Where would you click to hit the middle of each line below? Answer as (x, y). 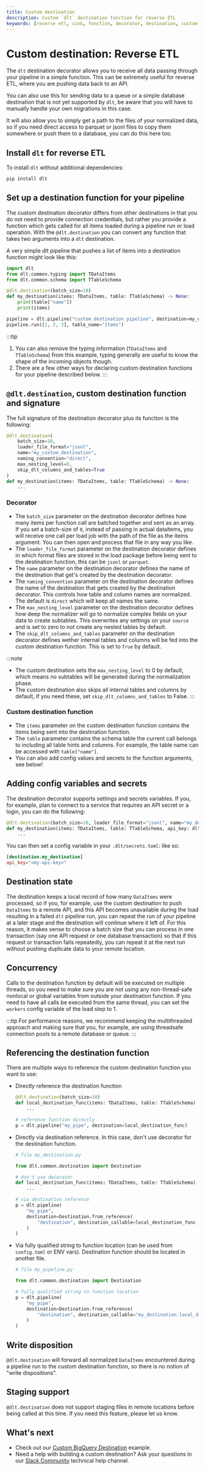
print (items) (34, 308)
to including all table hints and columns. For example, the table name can (107, 745)
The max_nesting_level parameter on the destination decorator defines (104, 607)
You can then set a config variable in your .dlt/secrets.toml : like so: (93, 846)
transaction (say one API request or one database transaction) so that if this (102, 935)
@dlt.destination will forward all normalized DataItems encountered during (101, 1360)
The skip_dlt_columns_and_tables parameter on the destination (95, 633)
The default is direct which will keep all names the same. (87, 601)
